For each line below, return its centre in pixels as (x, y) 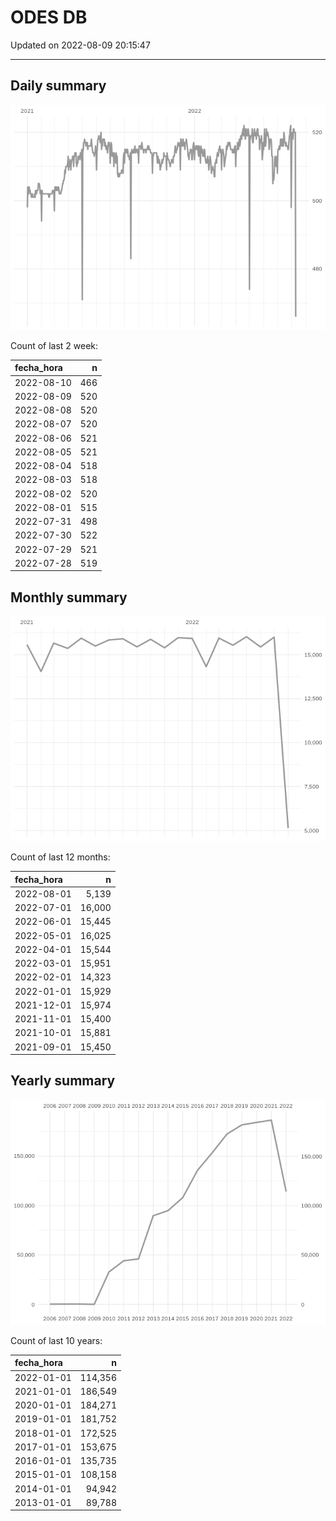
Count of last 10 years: (56, 1340)
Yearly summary (63, 1081)
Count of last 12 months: (60, 857)
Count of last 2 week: (54, 345)
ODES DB (49, 17)
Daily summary (58, 86)
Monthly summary (69, 597)
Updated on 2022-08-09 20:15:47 (80, 45)
